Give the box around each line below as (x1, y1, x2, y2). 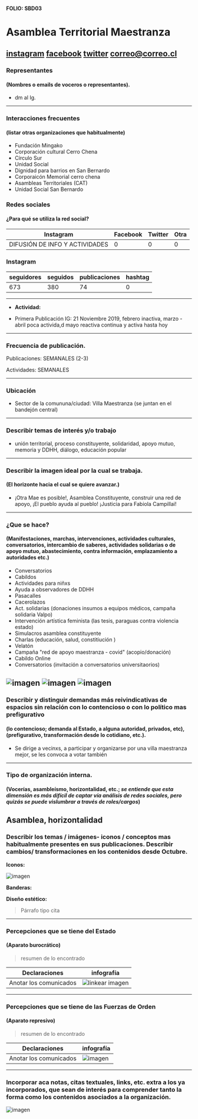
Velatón (14, 642, 34, 649)
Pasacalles (14, 592, 41, 599)
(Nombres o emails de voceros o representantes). (6, 81, 130, 88)
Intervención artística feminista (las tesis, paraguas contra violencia (14, 617, 179, 624)
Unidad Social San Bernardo (14, 186, 84, 193)
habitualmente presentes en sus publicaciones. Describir (6, 840, 173, 848)
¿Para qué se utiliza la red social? (6, 215, 90, 222)
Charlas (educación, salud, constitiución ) (14, 636, 116, 643)
